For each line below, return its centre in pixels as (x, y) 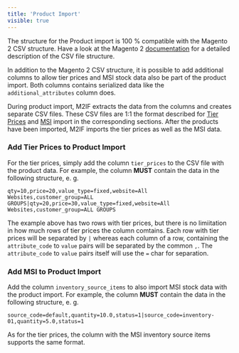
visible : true (28, 21)
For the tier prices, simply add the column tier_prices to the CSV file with (116, 163)
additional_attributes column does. (62, 93)
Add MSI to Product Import (54, 271)
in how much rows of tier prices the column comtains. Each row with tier (113, 230)
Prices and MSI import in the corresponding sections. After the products (113, 121)
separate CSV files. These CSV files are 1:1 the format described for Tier (113, 114)
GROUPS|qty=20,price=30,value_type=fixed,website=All (89, 204)
